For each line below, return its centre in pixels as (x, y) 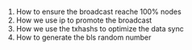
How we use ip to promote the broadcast (84, 20)
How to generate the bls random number (83, 37)
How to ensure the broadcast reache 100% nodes (98, 12)
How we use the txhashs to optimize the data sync (100, 29)
